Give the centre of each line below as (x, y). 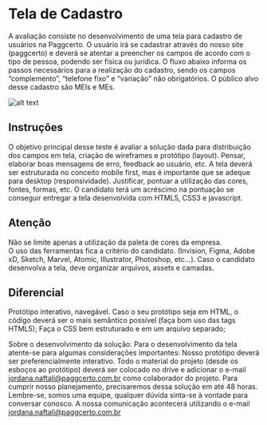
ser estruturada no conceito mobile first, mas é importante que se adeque (130, 172)
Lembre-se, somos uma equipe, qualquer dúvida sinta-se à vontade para (128, 395)
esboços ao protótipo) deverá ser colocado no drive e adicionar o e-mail (127, 370)
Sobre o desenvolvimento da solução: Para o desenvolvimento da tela (123, 344)
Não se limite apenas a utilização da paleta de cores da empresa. (115, 242)
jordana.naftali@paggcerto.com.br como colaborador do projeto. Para (123, 378)
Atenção (30, 223)
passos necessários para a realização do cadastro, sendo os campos (122, 70)
